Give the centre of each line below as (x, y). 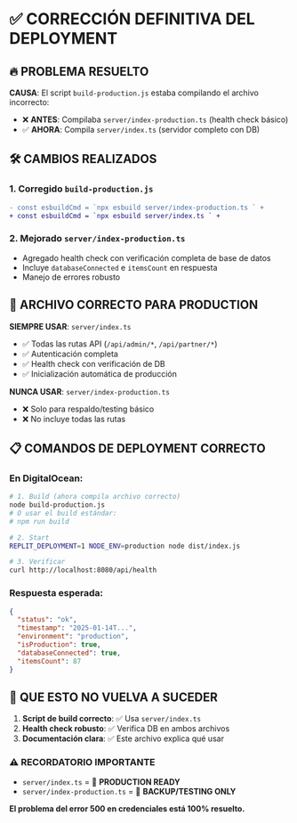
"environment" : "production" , (73, 637)
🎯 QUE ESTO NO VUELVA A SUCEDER (113, 697)
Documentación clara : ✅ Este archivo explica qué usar (123, 738)
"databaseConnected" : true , (69, 653)
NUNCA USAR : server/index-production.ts (90, 391)
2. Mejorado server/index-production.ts (97, 239)
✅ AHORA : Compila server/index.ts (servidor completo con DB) (141, 130)
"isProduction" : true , (59, 645)
